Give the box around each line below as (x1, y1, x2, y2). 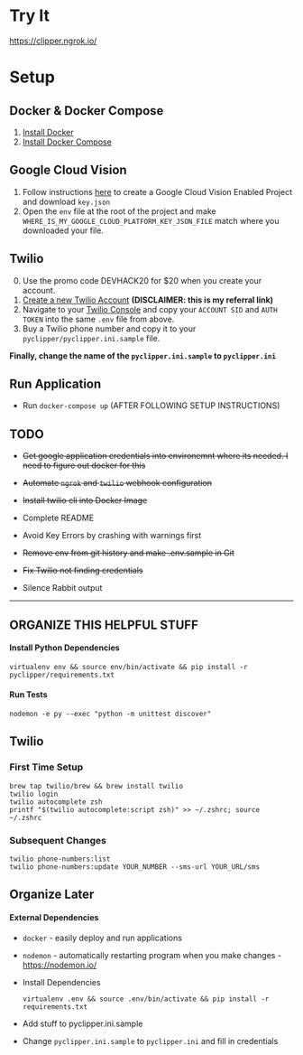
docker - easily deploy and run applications (22, 932, 183, 943)
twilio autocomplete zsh (9, 797, 103, 807)
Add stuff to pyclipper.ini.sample (22, 1018, 143, 1029)
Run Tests (9, 689, 48, 700)
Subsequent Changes (9, 834, 106, 846)
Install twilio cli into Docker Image (22, 495, 148, 506)
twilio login (9, 789, 59, 798)
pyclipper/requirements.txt (9, 670, 115, 679)
